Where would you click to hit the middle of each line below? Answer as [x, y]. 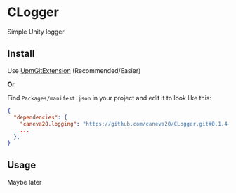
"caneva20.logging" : [50, 124]
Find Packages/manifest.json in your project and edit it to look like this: [110, 98]
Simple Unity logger [36, 32]
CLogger [33, 12]
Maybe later [25, 182]
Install [21, 54]
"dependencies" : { [41, 117]
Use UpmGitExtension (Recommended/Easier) [74, 70]
